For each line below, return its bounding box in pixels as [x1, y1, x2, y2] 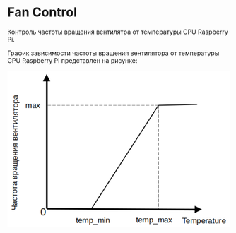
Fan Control [7, 4, 78, 20]
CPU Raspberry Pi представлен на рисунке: [7, 56, 138, 64]
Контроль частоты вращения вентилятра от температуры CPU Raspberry [7, 28, 228, 36]
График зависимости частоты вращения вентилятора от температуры [7, 49, 220, 57]
